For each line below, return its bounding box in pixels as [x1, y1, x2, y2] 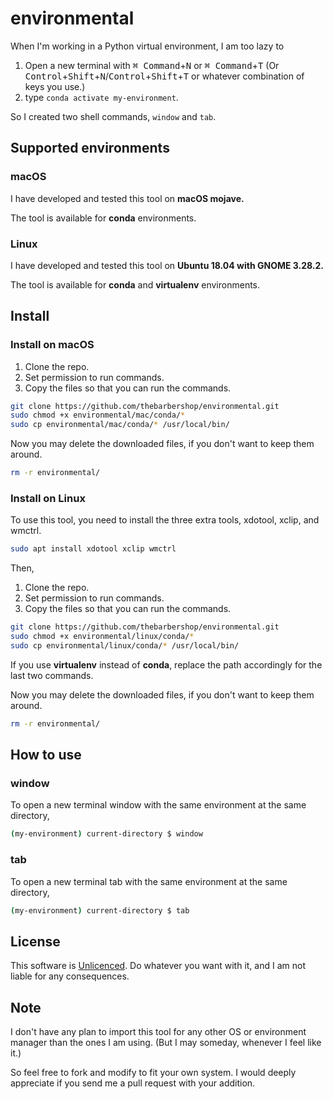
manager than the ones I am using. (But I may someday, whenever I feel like [10, 1037, 322, 1049]
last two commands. [10, 669, 94, 681]
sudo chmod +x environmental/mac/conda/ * [10, 410, 186, 421]
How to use [10, 747, 82, 764]
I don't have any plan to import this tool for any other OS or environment [10, 1026, 307, 1038]
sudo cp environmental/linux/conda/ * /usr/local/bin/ [10, 641, 240, 651]
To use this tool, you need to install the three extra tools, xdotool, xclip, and [10, 514, 320, 526]
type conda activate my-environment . [24, 91, 179, 103]
